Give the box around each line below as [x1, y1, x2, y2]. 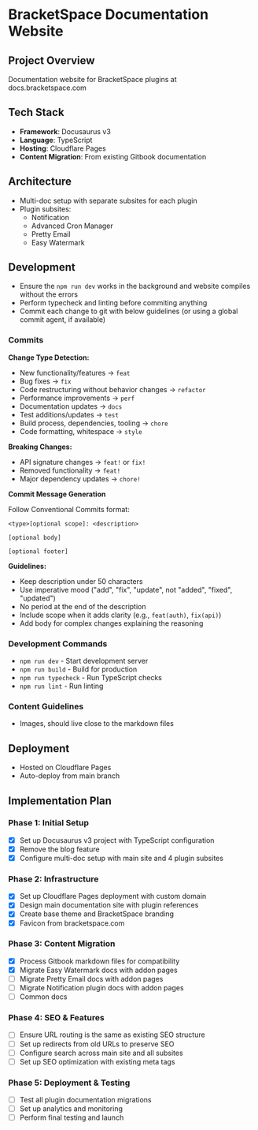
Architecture [8, 175, 72, 189]
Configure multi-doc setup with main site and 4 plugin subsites [19, 853, 224, 862]
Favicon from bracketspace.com [19, 918, 125, 928]
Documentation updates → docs [19, 401, 123, 411]
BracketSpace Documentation [8, 6, 209, 24]
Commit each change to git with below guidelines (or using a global [19, 306, 238, 316]
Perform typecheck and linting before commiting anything [19, 298, 208, 308]
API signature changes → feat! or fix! [19, 457, 146, 466]
